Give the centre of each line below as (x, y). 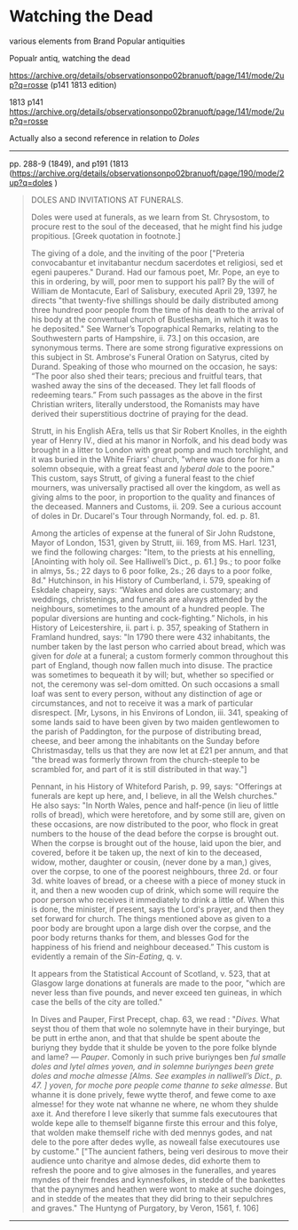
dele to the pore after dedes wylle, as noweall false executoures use (155, 1142)
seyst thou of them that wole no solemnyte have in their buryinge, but (158, 1028)
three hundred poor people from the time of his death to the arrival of (157, 309)
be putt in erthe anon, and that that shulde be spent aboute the (145, 1038)
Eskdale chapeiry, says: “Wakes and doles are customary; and (145, 589)
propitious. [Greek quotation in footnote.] (106, 236)
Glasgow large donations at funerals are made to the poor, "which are (158, 983)
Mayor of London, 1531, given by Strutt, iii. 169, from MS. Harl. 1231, (154, 542)
